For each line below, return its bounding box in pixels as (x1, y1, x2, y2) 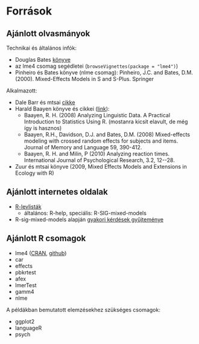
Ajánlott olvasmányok (6, 28, 90, 39)
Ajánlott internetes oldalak (6, 187, 109, 197)
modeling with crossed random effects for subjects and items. (24, 137, 178, 144)
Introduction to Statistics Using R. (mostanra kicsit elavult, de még (24, 118, 188, 125)
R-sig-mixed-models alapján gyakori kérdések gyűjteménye (14, 216, 164, 223)
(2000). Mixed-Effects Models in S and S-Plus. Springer (14, 76, 154, 82)
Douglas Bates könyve (14, 56, 71, 63)
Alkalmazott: (6, 87, 37, 94)
